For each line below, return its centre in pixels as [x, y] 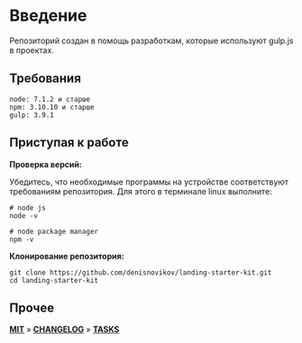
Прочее [32, 307]
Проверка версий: [46, 164]
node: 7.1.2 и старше [50, 99]
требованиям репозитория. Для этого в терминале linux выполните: [141, 191]
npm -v [22, 239]
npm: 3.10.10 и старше [52, 107]
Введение [48, 16]
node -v [24, 216]
